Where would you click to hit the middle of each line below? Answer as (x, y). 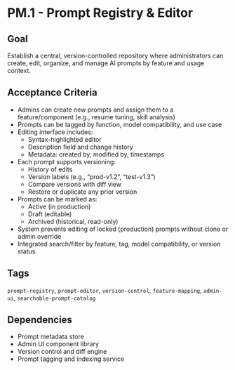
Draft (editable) (50, 214)
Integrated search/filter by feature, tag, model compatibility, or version (119, 244)
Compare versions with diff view (74, 184)
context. (19, 71)
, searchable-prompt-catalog (55, 298)
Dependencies (40, 320)
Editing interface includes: (55, 132)
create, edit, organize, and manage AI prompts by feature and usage (106, 63)
